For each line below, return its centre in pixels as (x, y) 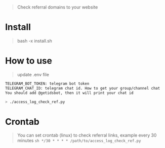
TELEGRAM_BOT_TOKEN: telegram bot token (47, 84)
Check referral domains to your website (57, 7)
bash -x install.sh (35, 41)
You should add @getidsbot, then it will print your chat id (69, 93)
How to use (29, 61)
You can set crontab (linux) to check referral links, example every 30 (87, 135)
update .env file (33, 74)
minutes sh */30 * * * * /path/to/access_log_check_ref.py (79, 141)
